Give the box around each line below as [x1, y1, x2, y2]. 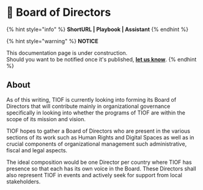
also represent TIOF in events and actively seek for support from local [6, 171, 182, 178]
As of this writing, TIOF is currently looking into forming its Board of [6, 96, 177, 103]
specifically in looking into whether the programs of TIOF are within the [6, 109, 185, 116]
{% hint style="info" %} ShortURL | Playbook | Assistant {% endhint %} [6, 26, 188, 33]
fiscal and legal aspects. [6, 146, 68, 154]
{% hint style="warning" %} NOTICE [6, 37, 99, 44]
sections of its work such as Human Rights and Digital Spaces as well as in [6, 133, 194, 141]
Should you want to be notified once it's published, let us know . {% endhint [6, 55, 197, 63]
